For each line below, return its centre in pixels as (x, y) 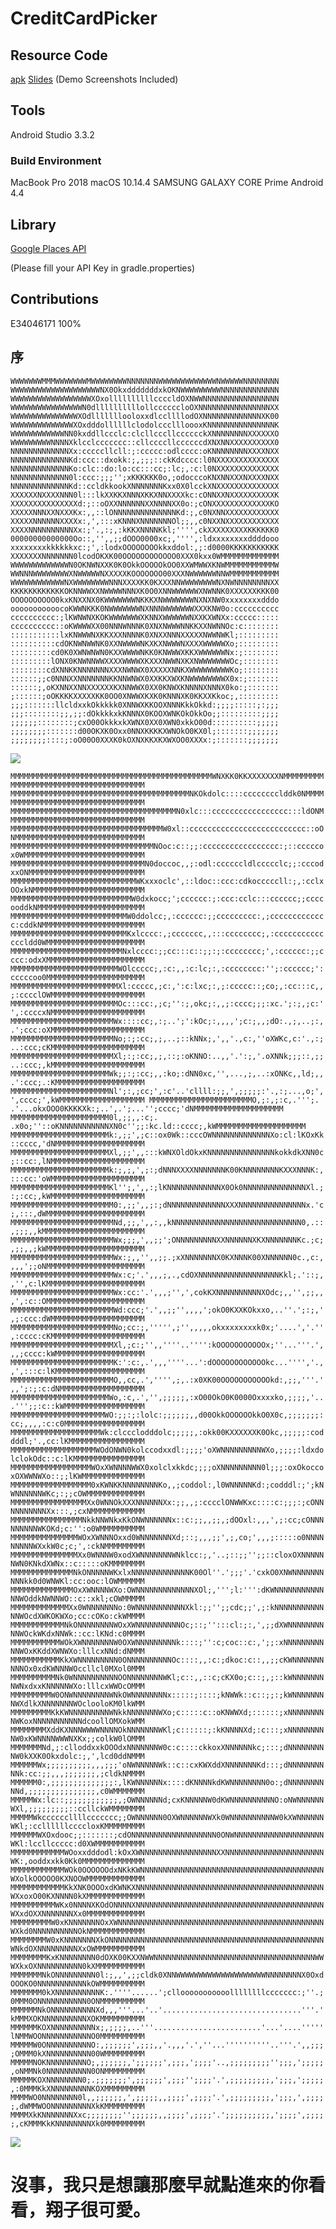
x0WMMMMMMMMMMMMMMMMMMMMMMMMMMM (77, 855)
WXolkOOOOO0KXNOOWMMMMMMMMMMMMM (77, 1878)
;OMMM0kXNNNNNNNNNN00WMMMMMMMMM (77, 2053)
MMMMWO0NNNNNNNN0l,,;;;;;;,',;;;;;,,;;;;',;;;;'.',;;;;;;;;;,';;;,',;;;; (167, 2097)
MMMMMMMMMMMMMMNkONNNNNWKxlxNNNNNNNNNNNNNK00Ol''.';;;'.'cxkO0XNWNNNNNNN (167, 1572)
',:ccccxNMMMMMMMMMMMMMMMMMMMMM (77, 1012)
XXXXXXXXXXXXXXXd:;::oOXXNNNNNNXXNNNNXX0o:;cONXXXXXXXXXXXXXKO (145, 503)
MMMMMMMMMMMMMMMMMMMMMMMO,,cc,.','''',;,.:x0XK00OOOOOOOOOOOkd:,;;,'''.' (167, 1380)
